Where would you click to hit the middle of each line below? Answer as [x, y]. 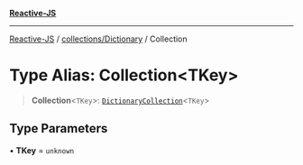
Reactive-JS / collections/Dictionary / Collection [98, 39]
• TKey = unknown [42, 150]
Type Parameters [59, 128]
